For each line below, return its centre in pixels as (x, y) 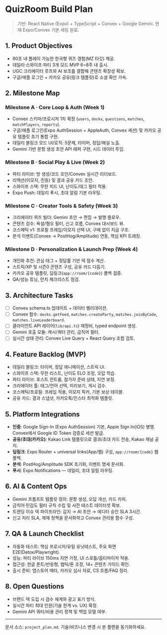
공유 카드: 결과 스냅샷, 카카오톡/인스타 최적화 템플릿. (63, 398)
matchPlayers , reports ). (36, 124)
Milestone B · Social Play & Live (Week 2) (55, 162)
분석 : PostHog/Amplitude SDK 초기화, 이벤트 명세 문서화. (68, 464)
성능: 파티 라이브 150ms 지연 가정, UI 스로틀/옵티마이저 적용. (71, 558)
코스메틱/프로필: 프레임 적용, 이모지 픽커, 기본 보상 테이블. (68, 392)
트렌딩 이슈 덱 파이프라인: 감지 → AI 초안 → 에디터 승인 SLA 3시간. (77, 511)
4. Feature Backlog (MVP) (45, 354)
